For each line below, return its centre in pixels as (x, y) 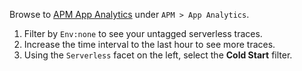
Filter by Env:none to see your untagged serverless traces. (143, 33)
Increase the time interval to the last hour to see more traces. (149, 44)
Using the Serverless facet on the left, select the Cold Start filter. (158, 55)
